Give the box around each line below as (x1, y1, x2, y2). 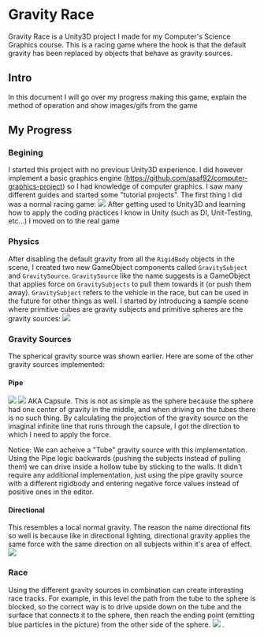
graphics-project (8, 182, 63, 191)
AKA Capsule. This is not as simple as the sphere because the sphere (27, 396, 254, 406)
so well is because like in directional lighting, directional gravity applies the (8, 531, 251, 541)
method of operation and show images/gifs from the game (8, 100, 198, 110)
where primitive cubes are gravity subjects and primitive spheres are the (8, 304, 244, 313)
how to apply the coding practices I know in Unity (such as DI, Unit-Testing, (8, 208, 253, 218)
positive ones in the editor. (8, 487, 95, 496)
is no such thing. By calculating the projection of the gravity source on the (8, 413, 248, 423)
